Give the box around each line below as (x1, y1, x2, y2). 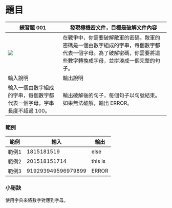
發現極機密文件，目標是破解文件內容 (70, 24, 157, 31)
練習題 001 (19, 24, 47, 31)
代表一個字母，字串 (8, 99, 55, 106)
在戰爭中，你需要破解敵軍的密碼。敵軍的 (62, 34, 160, 41)
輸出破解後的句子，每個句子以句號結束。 (62, 91, 160, 99)
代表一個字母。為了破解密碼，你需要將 (62, 49, 155, 56)
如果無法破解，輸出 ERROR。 (62, 99, 133, 106)
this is (91, 158, 106, 165)
